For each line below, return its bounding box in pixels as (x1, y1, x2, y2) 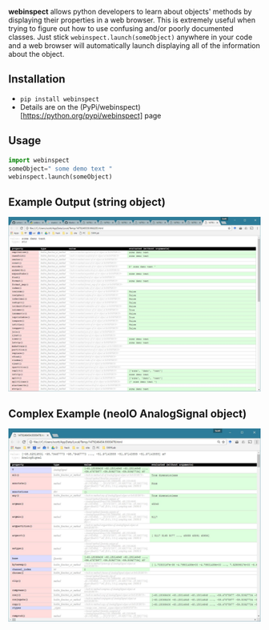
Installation (8, 72, 66, 86)
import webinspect (8, 156, 70, 164)
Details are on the (19, 102, 78, 111)
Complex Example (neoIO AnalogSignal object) (8, 407, 247, 420)
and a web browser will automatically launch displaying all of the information (8, 41, 260, 50)
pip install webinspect (19, 95, 100, 103)
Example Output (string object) (8, 195, 166, 209)
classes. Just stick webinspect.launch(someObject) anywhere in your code (8, 32, 253, 42)
